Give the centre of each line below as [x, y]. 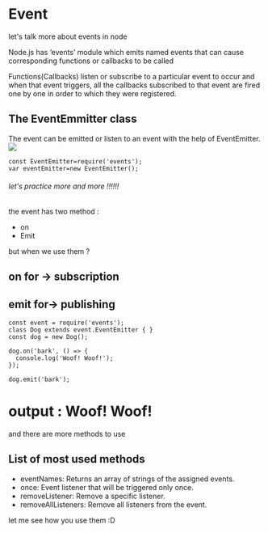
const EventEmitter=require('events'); [75, 161]
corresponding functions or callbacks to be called [91, 61]
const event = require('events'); [67, 323]
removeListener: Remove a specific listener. [92, 496]
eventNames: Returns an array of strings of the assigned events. [127, 479]
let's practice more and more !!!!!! [64, 186]
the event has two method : [54, 211]
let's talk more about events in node [68, 36]
